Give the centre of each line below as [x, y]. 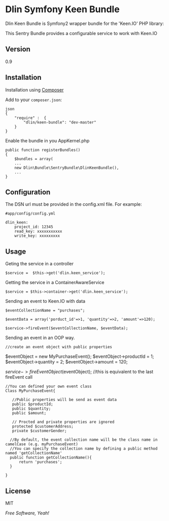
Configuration [28, 192]
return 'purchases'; [40, 462]
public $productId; [32, 404]
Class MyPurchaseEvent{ [30, 391]
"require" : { [30, 118]
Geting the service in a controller [40, 264]
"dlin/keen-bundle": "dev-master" [60, 122]
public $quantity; [31, 409]
